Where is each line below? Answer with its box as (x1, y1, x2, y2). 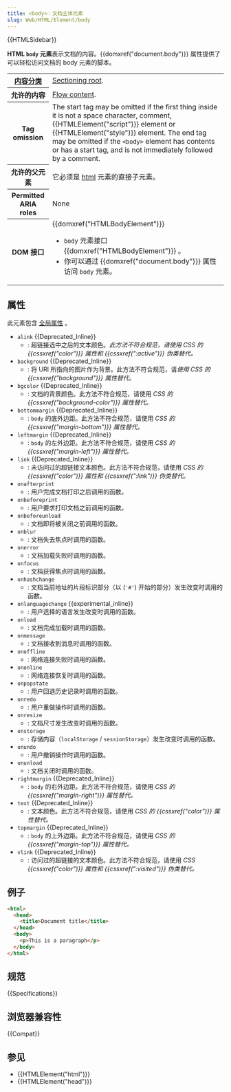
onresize (16, 712, 43, 719)
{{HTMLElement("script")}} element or (52, 120, 176, 129)
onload (16, 616, 36, 623)
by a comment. (52, 154, 101, 163)
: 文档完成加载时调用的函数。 (27, 623, 110, 631)
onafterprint (16, 481, 55, 488)
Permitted (11, 190, 45, 200)
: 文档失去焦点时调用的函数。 (27, 535, 110, 543)
